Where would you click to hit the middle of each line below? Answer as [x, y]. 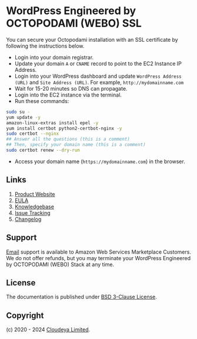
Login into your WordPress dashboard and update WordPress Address [98, 76]
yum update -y [24, 117]
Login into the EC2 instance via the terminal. [68, 95]
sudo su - [18, 112]
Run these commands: [42, 101]
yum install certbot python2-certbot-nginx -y [64, 128]
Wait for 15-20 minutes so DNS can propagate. [71, 88]
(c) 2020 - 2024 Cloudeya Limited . [48, 330]
